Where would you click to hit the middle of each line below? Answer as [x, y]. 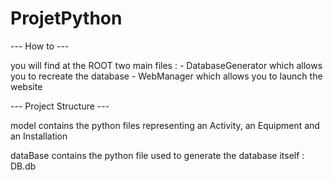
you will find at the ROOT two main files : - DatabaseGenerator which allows [166, 65]
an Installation [39, 136]
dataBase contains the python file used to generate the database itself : [157, 155]
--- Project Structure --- [60, 106]
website [26, 86]
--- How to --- [40, 46]
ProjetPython [66, 18]
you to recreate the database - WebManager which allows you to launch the [166, 76]
